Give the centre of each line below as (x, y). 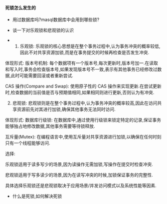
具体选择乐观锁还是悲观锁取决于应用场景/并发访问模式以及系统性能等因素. (81, 185)
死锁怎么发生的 (20, 7)
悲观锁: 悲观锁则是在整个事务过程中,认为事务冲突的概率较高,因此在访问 (85, 103)
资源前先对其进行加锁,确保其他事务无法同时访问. (66, 109)
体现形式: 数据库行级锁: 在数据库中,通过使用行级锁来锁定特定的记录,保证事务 (83, 120)
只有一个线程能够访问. (28, 143)
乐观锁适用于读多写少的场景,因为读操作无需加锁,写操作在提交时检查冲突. (79, 164)
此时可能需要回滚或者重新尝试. (42, 75)
